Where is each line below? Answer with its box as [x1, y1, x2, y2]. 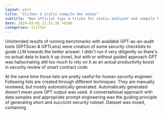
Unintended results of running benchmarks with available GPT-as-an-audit [5, 38, 154, 44]
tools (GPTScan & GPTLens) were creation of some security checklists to [5, 44, 151, 49]
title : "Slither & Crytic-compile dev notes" [5, 12, 98, 16]
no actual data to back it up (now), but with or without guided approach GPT [5, 54, 158, 60]
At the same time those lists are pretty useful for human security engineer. [5, 74, 154, 80]
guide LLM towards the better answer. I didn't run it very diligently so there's [5, 49, 158, 55]
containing [5, 105, 27, 111]
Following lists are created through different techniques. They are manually [5, 79, 155, 85]
